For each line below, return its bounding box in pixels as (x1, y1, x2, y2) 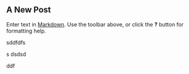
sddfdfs (6, 39, 26, 46)
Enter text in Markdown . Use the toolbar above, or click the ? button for (6, 20, 184, 28)
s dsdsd (6, 51, 26, 58)
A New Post (6, 5, 51, 15)
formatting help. (6, 27, 47, 34)
